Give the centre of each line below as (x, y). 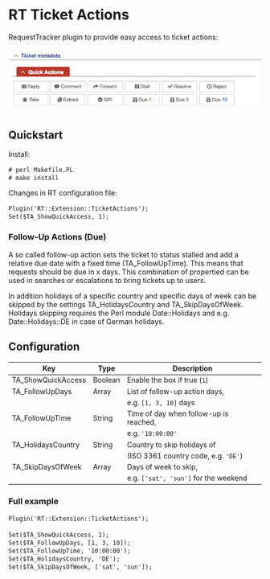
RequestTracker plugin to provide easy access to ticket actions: (113, 37)
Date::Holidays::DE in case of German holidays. (86, 321)
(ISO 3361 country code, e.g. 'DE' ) (185, 455)
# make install (34, 179)
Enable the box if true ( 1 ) (168, 380)
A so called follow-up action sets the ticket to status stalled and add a (123, 254)
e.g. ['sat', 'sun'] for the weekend (187, 478)
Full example (33, 501)
